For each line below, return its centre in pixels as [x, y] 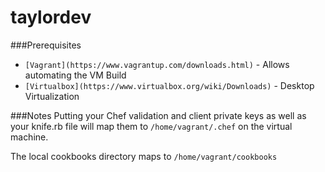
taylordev [51, 17]
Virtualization [52, 96]
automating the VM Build [75, 75]
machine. [29, 137]
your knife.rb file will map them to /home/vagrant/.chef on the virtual [151, 126]
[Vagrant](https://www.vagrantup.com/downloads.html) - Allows [157, 64]
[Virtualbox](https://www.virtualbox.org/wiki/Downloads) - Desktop [169, 85]
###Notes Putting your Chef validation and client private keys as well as [158, 115]
